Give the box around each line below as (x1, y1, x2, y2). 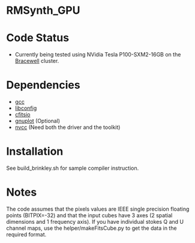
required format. (6, 230, 47, 238)
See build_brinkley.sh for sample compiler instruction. (6, 164, 139, 172)
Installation (6, 145, 64, 158)
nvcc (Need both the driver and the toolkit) (14, 124, 121, 131)
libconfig (14, 104, 37, 112)
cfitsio (14, 111, 31, 118)
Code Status (6, 31, 70, 45)
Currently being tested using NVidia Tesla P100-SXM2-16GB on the (14, 51, 181, 58)
